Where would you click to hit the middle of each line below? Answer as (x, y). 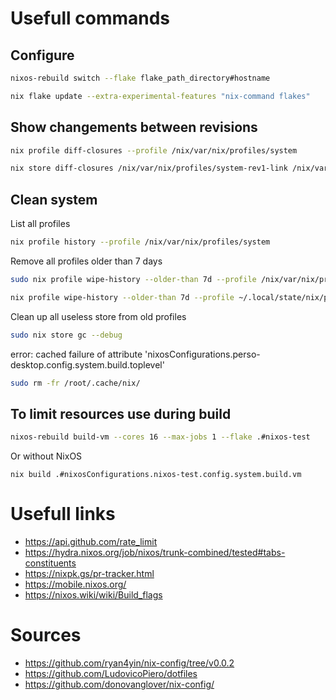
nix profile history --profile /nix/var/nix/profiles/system (140, 242)
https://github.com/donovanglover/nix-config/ (119, 684)
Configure (42, 55)
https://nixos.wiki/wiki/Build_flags (93, 595)
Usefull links (63, 514)
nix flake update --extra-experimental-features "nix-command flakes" (160, 96)
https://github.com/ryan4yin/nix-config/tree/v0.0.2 (129, 663)
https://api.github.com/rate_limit (91, 542)
